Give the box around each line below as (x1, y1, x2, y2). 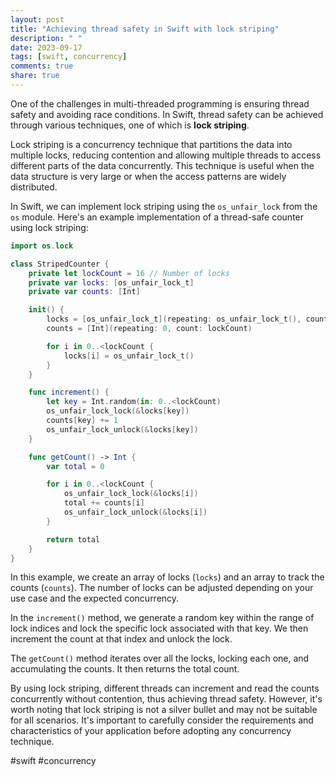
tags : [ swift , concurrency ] (10, 52, 128, 62)
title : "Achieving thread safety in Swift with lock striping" (10, 24, 280, 34)
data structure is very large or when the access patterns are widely (10, 170, 287, 182)
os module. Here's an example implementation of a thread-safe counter (10, 211, 305, 223)
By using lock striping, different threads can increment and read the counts (10, 682, 320, 695)
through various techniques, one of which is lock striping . (10, 119, 250, 131)
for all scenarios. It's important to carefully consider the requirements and (10, 714, 314, 726)
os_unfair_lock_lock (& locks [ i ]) (63, 489, 199, 499)
